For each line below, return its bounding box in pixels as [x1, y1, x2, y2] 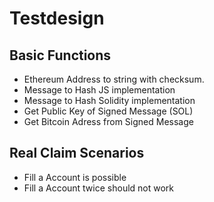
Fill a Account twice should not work [23, 182, 175, 194]
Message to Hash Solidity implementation [23, 95, 196, 106]
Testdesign [9, 7, 105, 30]
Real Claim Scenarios [9, 145, 145, 162]
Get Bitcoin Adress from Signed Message [23, 116, 194, 127]
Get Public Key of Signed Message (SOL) [23, 105, 194, 117]
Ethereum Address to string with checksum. [23, 73, 205, 85]
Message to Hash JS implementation [23, 84, 176, 96]
